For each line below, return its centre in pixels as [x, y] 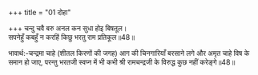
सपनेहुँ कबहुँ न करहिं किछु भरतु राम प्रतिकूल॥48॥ [72, 37]
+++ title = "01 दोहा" [40, 12]
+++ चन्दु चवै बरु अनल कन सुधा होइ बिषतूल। [68, 28]
